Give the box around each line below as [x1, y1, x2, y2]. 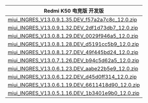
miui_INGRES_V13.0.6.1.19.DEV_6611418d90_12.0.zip [8, 81, 140, 88]
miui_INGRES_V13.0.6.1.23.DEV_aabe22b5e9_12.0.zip [8, 65, 138, 72]
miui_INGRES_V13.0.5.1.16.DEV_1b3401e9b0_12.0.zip [8, 90, 140, 96]
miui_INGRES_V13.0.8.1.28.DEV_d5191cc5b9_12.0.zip [8, 41, 139, 47]
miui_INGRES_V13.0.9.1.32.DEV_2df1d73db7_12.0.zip [8, 25, 138, 31]
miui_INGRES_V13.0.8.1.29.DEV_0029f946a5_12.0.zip [8, 33, 138, 39]
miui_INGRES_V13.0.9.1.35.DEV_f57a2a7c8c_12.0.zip [8, 16, 137, 23]
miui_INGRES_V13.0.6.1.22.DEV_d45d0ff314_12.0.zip [8, 73, 137, 80]
